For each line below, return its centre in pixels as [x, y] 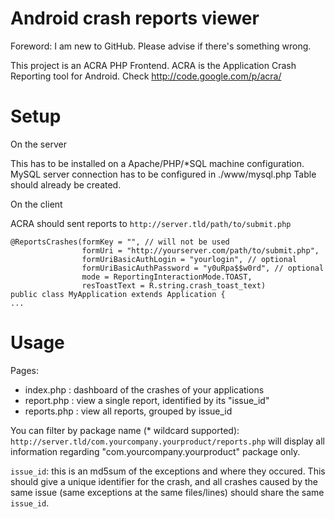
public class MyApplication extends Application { [118, 294]
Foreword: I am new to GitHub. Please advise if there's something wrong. [161, 46]
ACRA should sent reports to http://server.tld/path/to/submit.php [151, 223]
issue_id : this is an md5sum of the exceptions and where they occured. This [168, 471]
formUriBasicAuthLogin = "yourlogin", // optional [189, 259]
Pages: [24, 370]
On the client [36, 204]
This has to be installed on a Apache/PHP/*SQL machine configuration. [157, 163]
